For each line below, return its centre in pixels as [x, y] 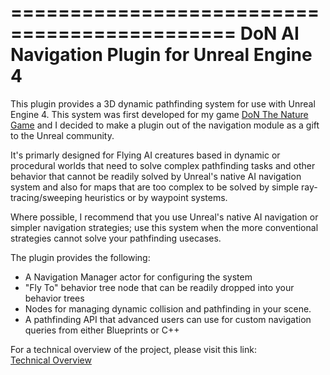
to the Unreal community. [62, 135]
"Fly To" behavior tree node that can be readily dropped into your [159, 287]
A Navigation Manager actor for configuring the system [138, 277]
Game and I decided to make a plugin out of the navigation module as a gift [165, 125]
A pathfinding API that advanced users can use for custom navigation [168, 319]
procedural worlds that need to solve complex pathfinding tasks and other [163, 165]
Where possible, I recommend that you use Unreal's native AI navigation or [164, 217]
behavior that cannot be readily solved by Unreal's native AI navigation [156, 176]
